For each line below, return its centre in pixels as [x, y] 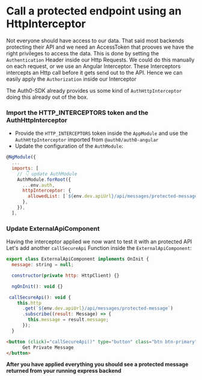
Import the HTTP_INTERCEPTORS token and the [77, 113]
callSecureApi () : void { [40, 297]
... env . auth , [38, 185]
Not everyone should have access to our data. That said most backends [95, 40]
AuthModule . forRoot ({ [44, 179]
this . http [29, 303]
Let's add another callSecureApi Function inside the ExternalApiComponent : [99, 248]
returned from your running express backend [64, 371]
